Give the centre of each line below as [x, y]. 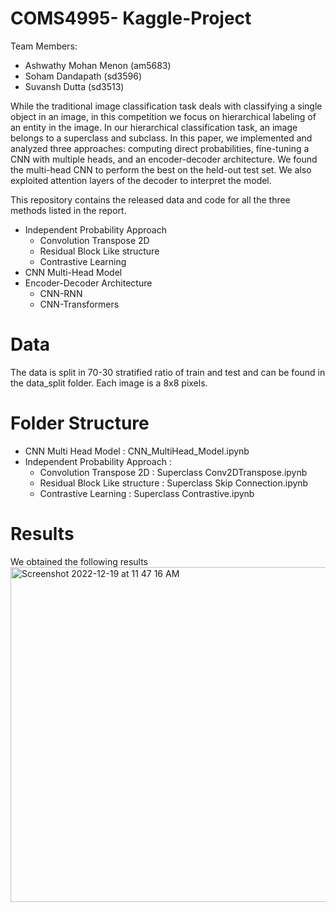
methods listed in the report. [68, 210]
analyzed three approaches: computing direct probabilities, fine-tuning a [160, 148]
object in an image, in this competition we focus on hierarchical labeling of [163, 116]
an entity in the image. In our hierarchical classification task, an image [154, 127]
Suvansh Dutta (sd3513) [74, 86]
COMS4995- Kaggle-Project [131, 18]
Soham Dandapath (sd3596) [83, 76]
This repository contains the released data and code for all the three [150, 199]
